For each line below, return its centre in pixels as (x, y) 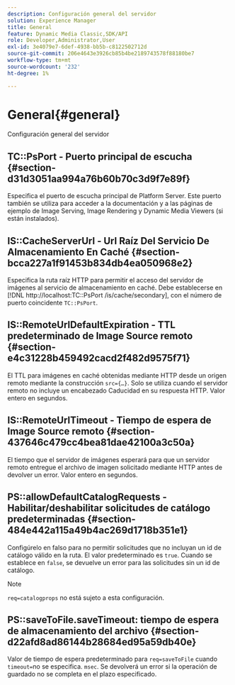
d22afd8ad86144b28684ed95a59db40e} (102, 642)
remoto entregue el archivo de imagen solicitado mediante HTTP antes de (115, 467)
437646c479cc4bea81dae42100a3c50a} (101, 443)
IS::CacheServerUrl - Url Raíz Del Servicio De (109, 241)
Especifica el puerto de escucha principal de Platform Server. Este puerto (114, 196)
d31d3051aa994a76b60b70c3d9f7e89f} (99, 179)
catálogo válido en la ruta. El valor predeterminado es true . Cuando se (110, 555)
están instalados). (33, 219)
